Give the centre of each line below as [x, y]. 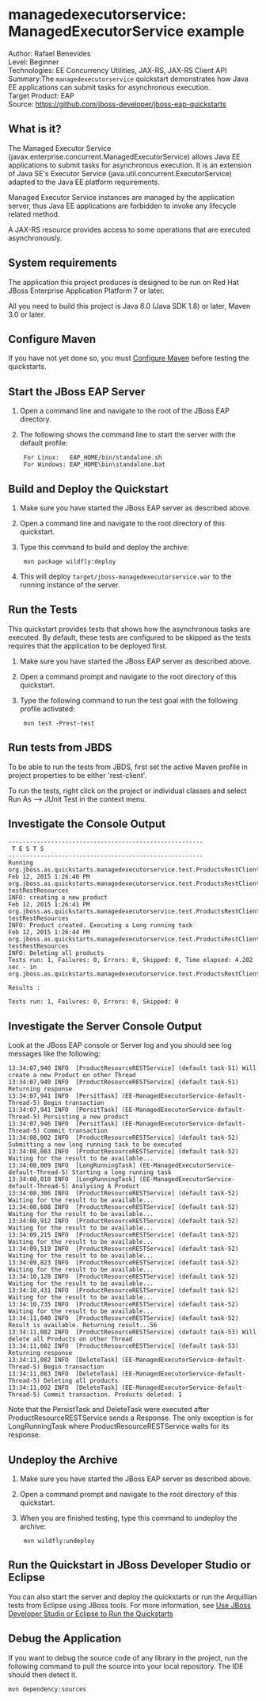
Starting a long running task [122, 1172]
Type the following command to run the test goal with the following [129, 700]
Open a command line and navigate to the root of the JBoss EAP [124, 411]
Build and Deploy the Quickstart [88, 489]
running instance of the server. [70, 585]
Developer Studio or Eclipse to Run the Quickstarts [91, 1614]
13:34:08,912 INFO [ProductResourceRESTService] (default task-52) [123, 1221]
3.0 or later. [27, 314]
